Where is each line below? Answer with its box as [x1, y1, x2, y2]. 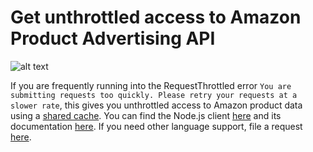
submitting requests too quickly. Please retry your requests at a [10, 90, 298, 100]
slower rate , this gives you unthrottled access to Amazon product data [10, 99, 303, 111]
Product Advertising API [10, 27, 216, 50]
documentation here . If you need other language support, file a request [10, 120, 303, 132]
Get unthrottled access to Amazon [10, 6, 302, 29]
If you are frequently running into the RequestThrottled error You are [10, 79, 292, 91]
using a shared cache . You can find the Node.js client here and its [10, 109, 282, 121]
